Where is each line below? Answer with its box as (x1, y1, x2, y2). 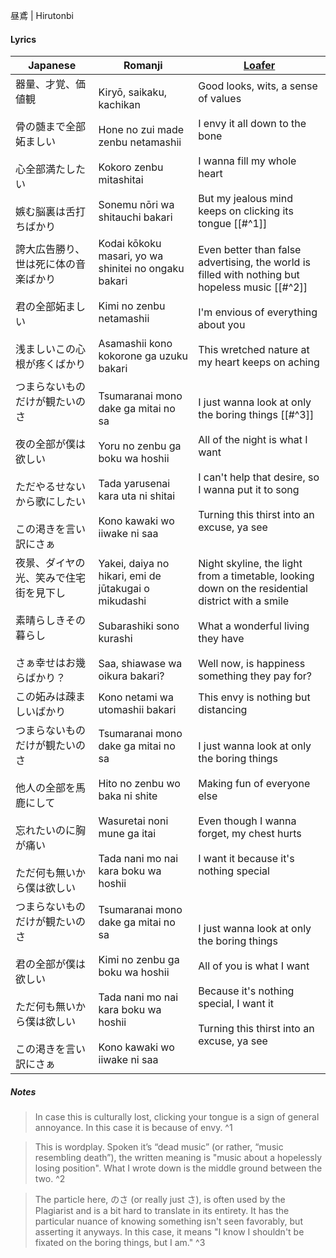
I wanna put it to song (198, 483, 300, 497)
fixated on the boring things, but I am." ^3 (34, 1237, 206, 1249)
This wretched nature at (198, 343, 310, 357)
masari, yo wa (98, 249, 164, 263)
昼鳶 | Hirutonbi (10, 10, 74, 21)
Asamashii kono (98, 337, 173, 351)
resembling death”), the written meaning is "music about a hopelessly (34, 1152, 322, 1164)
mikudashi (98, 594, 147, 608)
